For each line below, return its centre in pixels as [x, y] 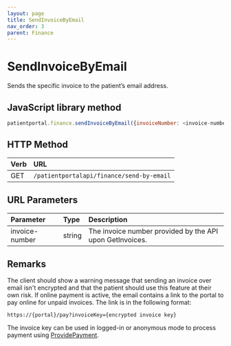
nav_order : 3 [26, 26]
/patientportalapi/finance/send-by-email [102, 175]
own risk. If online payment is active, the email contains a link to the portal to [115, 295]
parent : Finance [30, 33]
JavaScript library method [64, 107]
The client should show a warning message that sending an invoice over [109, 281]
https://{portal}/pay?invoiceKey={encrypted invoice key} [92, 315]
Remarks [27, 264]
